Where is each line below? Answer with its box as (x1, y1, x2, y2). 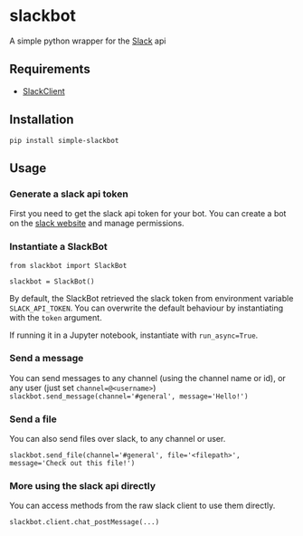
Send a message (9, 352, 84, 365)
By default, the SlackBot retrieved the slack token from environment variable (9, 292, 294, 303)
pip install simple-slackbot (9, 136, 119, 145)
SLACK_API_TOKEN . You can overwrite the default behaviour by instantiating (9, 302, 283, 313)
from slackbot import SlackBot (9, 261, 128, 270)
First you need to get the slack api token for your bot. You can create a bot (9, 208, 287, 219)
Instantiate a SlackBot (9, 241, 109, 254)
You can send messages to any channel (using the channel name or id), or (9, 372, 287, 383)
